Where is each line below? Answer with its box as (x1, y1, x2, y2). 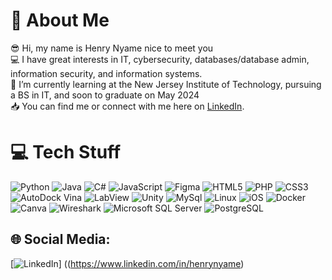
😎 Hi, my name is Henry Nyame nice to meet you (10, 42, 214, 54)
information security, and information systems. (10, 67, 203, 79)
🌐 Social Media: (10, 231, 111, 248)
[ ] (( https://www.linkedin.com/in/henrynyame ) (10, 257, 245, 269)
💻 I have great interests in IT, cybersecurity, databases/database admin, (10, 53, 310, 65)
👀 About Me (10, 9, 110, 32)
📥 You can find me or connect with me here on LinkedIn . (10, 100, 245, 112)
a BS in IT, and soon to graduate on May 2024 (10, 89, 200, 101)
